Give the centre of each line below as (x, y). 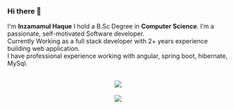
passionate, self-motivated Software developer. (76, 34)
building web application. (44, 49)
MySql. (18, 64)
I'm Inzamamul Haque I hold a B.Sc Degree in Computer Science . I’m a (111, 27)
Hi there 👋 (25, 11)
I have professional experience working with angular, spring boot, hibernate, (118, 56)
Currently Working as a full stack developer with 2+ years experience (108, 41)
